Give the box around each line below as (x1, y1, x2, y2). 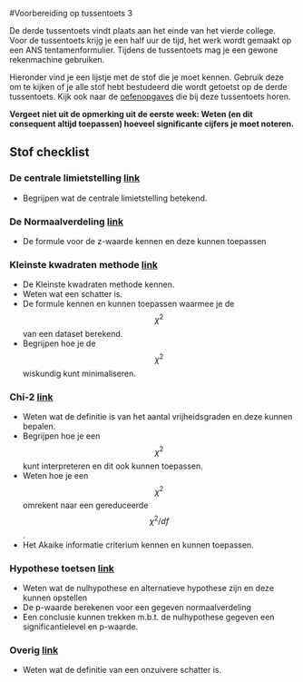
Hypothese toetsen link (9, 562, 115, 575)
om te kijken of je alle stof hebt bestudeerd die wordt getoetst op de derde (9, 82, 288, 92)
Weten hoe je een (22, 469, 89, 480)
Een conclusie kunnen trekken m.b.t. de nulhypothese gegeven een (22, 612, 275, 623)
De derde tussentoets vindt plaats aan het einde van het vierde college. (9, 25, 277, 35)
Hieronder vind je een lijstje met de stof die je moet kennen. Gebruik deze (9, 72, 284, 83)
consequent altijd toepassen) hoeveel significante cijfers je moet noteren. (9, 118, 295, 129)
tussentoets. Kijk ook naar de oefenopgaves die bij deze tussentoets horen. (9, 91, 291, 102)
